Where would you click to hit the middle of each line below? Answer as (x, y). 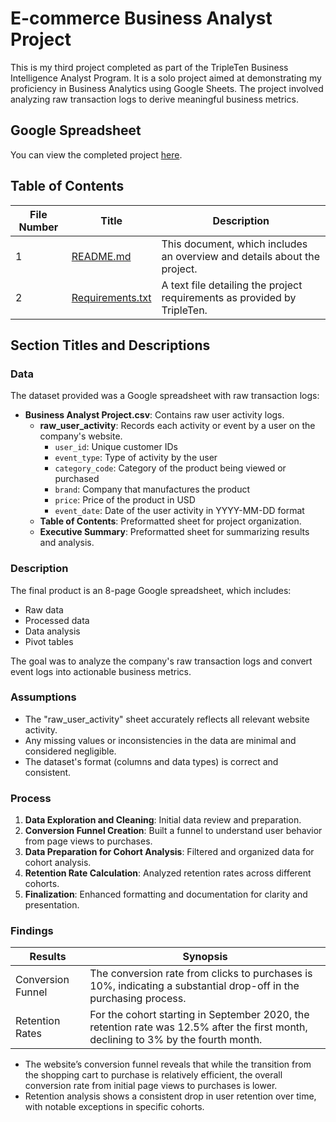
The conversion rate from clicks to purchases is (201, 974)
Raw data (44, 609)
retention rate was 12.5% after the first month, (198, 1027)
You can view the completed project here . (96, 154)
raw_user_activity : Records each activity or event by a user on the (177, 426)
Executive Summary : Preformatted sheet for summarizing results (174, 532)
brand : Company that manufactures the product (152, 489)
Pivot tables (49, 641)
